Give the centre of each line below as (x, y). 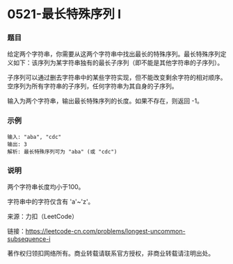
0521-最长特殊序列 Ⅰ (64, 14)
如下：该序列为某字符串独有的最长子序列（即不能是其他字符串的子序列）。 (118, 63)
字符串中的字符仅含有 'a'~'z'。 (51, 201)
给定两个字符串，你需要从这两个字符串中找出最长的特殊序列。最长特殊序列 (114, 54)
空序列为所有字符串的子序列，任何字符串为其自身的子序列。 (93, 86)
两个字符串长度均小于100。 (46, 187)
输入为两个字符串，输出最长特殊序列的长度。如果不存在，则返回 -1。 (105, 101)
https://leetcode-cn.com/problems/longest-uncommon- (105, 231)
